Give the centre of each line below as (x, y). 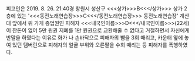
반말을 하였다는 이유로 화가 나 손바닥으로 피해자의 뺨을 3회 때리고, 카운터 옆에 (95, 37)
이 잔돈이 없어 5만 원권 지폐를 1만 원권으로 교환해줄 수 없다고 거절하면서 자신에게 (98, 30)
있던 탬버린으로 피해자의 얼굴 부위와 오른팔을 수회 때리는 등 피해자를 (90, 45)
